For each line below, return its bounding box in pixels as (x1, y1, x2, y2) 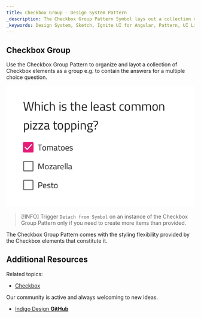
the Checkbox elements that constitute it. (6, 237, 108, 244)
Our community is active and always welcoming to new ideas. (6, 293, 159, 301)
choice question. (6, 74, 48, 81)
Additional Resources (6, 255, 88, 265)
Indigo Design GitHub (14, 305, 69, 312)
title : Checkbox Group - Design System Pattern (6, 10, 127, 16)
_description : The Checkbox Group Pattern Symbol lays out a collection (6, 16, 191, 22)
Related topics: (6, 270, 43, 277)
